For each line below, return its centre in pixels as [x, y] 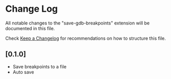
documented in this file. [30, 28]
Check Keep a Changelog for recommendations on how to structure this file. [86, 38]
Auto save [23, 72]
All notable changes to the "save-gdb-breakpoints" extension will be [78, 23]
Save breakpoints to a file [39, 66]
